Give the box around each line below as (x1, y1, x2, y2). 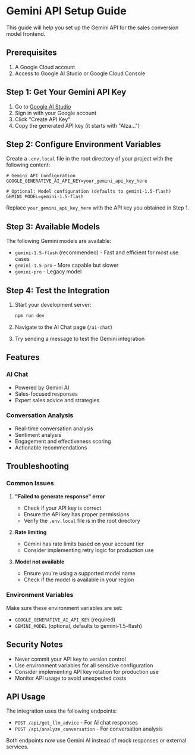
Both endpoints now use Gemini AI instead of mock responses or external (6, 737, 187, 744)
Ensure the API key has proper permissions (23, 510, 130, 517)
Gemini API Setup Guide (6, 4, 127, 18)
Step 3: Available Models (6, 221, 100, 232)
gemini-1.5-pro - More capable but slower (14, 261, 119, 269)
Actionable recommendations (14, 443, 87, 451)
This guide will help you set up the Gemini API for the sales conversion (6, 24, 179, 31)
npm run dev (14, 313, 45, 319)
